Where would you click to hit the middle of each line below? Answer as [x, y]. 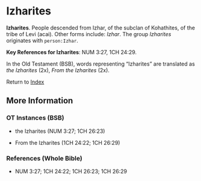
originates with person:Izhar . [42, 40]
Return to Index [25, 82]
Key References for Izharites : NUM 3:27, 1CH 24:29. [72, 52]
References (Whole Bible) [44, 158]
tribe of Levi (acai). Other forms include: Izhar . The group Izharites [89, 34]
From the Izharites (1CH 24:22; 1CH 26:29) [67, 143]
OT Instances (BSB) [35, 118]
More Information [40, 101]
